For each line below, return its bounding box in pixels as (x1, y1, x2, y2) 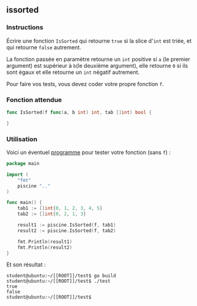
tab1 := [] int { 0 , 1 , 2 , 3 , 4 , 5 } (17, 205, 103, 211)
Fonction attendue (6, 95, 62, 104)
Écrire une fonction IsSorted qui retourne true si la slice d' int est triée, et (6, 37, 192, 45)
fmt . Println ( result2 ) (17, 244, 72, 250)
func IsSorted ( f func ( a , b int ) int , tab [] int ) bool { (6, 109, 152, 115)
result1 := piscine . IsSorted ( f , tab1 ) (17, 222, 116, 228)
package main (6, 161, 40, 167)
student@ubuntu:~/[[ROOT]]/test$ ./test (6, 278, 111, 285)
